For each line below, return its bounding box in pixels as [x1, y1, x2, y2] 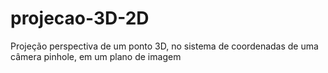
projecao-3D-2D [10, 7, 150, 30]
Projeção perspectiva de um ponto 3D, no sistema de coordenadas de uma [10, 40, 319, 52]
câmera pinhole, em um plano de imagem [10, 50, 182, 62]
